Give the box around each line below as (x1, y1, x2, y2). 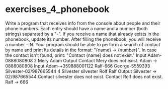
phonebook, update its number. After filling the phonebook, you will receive (5, 36, 161, 42)
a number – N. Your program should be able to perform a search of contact (5, 41, 160, 47)
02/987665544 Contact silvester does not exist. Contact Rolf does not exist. (5, 73, 163, 79)
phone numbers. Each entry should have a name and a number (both (5, 25, 148, 31)
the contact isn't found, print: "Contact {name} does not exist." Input (5, 52, 147, 58)
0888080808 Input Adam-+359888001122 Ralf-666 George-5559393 (5, 63, 150, 69)
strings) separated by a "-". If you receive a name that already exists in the (5, 31, 159, 37)
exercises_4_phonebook (5, 4, 110, 15)
